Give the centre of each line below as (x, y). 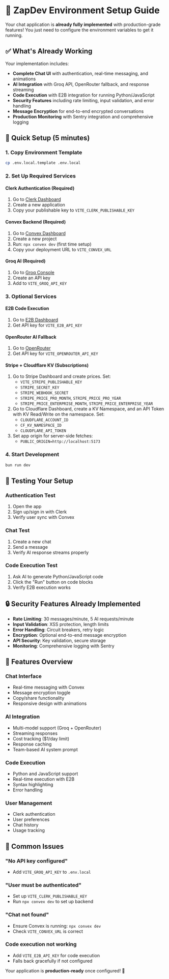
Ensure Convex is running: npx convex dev (57, 926)
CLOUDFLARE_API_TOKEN (43, 431)
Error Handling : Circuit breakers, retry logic (58, 630)
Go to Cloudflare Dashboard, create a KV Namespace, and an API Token (88, 409)
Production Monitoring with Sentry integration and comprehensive (83, 116)
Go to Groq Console (33, 272)
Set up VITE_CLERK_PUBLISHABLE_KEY (50, 896)
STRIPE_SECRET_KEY (40, 388)
